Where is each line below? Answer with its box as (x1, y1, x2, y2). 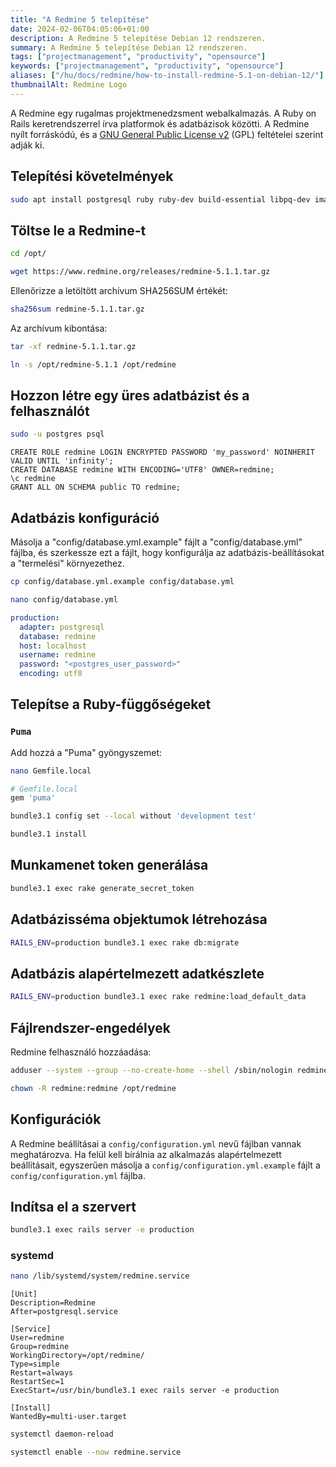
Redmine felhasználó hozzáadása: (10, 1046, 152, 1058)
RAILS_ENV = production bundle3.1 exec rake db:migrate (10, 937, 240, 948)
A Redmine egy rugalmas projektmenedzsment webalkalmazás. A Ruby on (10, 107, 317, 119)
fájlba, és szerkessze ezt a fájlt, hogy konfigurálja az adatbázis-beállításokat (10, 547, 325, 559)
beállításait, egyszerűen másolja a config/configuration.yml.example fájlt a (10, 1159, 321, 1171)
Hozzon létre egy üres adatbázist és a (10, 387, 250, 405)
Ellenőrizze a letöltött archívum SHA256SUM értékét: (10, 285, 228, 296)
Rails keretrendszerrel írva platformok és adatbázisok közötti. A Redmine (10, 117, 310, 130)
